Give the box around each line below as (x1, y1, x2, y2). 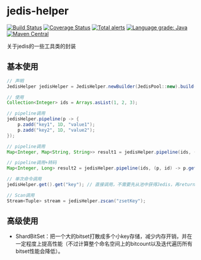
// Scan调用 (7, 192, 35, 198)
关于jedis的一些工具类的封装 (7, 42, 76, 49)
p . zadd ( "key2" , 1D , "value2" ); (17, 127, 95, 133)
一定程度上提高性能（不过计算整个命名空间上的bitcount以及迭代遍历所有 (15, 240, 193, 247)
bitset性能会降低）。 (15, 247, 64, 255)
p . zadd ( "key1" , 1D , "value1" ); (17, 122, 95, 128)
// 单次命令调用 (7, 176, 42, 182)
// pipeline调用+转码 (7, 160, 57, 166)
